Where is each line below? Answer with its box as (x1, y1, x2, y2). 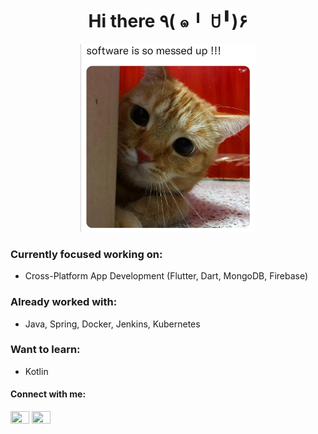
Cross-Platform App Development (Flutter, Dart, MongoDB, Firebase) (24, 270, 309, 282)
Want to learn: (10, 343, 81, 357)
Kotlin (24, 365, 49, 377)
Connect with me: (10, 388, 87, 400)
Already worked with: (10, 295, 118, 309)
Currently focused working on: (10, 247, 163, 261)
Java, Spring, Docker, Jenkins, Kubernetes (24, 318, 201, 330)
